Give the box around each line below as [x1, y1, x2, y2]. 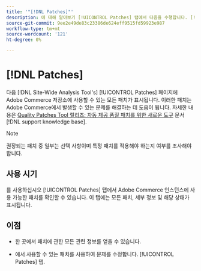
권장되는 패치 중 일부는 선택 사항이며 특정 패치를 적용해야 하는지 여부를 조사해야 [6, 142, 192, 149]
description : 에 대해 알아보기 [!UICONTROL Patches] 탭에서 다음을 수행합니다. [6, 14, 188, 20]
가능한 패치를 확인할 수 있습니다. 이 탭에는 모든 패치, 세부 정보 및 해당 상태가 [12, 193, 190, 201]
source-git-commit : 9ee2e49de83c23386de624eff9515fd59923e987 [6, 20, 165, 26]
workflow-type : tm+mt [6, 25, 61, 32]
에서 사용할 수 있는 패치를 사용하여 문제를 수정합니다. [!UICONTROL [14, 251, 175, 258]
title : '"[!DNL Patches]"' [6, 8, 74, 15]
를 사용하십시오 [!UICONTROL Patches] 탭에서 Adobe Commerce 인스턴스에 [6, 186, 189, 193]
